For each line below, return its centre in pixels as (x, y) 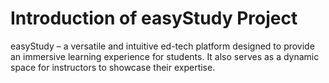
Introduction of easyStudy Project (154, 18)
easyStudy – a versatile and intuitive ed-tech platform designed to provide (162, 46)
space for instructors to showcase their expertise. (113, 67)
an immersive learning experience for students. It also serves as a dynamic (165, 56)
